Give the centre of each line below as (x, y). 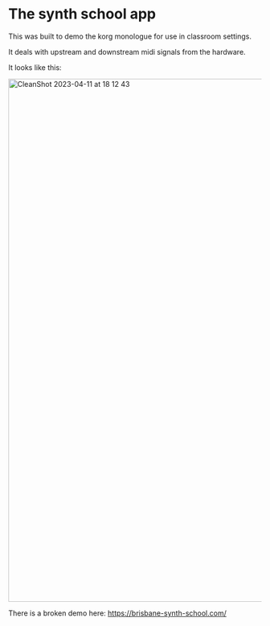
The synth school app (82, 14)
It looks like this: (35, 67)
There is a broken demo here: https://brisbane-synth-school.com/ (117, 613)
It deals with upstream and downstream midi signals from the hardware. (127, 51)
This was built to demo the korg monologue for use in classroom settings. (130, 36)
